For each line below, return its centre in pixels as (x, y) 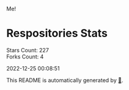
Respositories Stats (57, 33)
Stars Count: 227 (28, 50)
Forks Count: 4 (25, 57)
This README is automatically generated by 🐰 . (65, 80)
